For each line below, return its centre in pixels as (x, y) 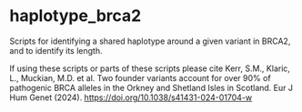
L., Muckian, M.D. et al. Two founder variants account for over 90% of (140, 77)
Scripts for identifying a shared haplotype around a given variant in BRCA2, (150, 41)
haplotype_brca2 (75, 16)
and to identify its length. (56, 50)
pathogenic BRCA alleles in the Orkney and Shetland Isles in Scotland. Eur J (151, 87)
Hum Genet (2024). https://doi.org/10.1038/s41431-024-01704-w (131, 97)
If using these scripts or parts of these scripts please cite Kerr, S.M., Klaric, (150, 68)
